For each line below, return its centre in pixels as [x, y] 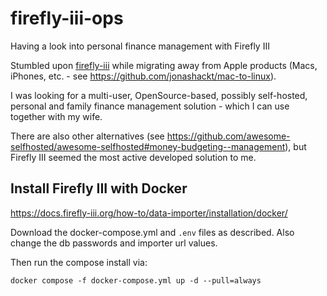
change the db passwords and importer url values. [114, 243]
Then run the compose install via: [79, 262]
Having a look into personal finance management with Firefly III [140, 46]
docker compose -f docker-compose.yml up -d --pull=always [136, 280]
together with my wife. [56, 116]
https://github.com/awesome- [228, 136]
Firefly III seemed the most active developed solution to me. [133, 157]
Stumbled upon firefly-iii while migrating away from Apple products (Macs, [164, 65]
